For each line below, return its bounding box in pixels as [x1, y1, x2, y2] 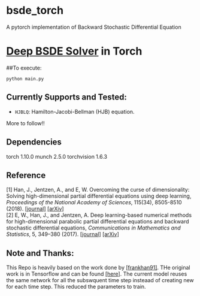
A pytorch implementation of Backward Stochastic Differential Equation [6, 23, 181, 31]
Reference [6, 170, 46, 180]
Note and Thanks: [6, 248, 74, 258]
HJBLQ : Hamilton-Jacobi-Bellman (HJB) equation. [14, 108, 135, 115]
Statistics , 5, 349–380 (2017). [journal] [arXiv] [6, 231, 120, 238]
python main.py [6, 75, 44, 81]
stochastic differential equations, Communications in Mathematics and [6, 224, 181, 231]
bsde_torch [6, 4, 64, 17]
